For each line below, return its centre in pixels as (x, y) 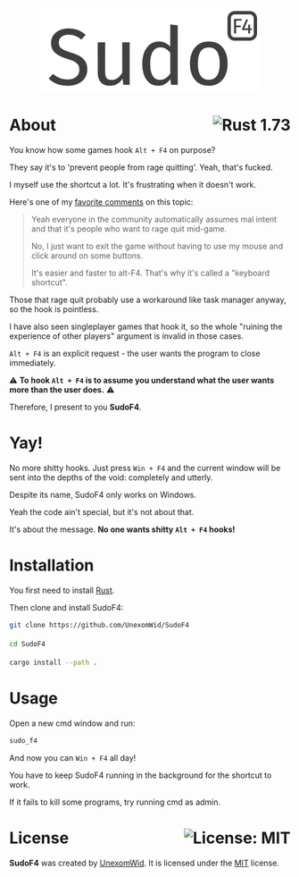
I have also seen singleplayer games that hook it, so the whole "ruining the (146, 326)
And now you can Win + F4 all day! (73, 758)
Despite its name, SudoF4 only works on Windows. (103, 494)
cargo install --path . (54, 663)
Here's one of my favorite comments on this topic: (101, 202)
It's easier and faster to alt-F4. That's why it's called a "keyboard (150, 273)
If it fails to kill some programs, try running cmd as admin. (115, 802)
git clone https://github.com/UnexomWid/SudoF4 (100, 625)
